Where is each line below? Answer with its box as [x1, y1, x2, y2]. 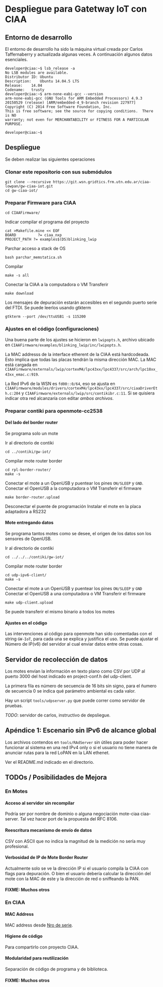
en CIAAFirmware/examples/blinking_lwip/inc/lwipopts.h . [5, 342, 122, 348]
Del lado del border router [5, 420, 58, 425]
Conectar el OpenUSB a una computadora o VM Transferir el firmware [5, 591, 146, 597]
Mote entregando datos [5, 520, 54, 525]
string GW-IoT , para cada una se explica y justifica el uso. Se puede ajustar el [5, 636, 158, 642]
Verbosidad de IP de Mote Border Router [5, 855, 89, 861]
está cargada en [5, 361, 38, 367]
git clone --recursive [5, 180, 51, 185]
